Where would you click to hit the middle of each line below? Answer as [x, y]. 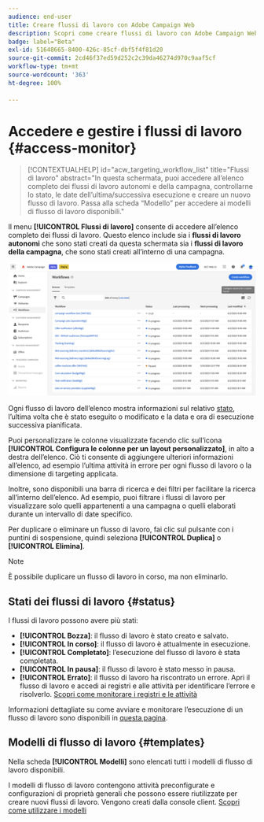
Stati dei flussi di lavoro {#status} [92, 601]
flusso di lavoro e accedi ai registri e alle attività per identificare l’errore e [137, 686]
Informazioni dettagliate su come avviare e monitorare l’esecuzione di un [126, 709]
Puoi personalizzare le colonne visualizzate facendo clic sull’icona [115, 440]
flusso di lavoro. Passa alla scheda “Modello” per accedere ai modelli [139, 203]
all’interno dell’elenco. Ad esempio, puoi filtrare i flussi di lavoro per [117, 498]
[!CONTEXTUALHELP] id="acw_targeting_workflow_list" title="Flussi [138, 170]
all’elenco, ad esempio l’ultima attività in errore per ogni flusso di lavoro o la [130, 465]
